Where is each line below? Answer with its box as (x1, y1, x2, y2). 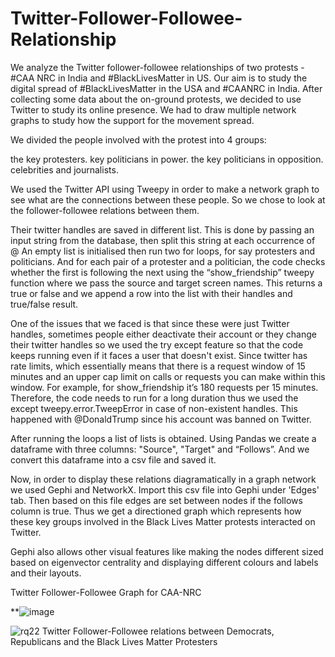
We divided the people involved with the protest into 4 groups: (10, 133, 267, 146)
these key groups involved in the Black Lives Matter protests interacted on (10, 515, 316, 527)
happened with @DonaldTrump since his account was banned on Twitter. (10, 413, 312, 425)
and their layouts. (10, 567, 82, 579)
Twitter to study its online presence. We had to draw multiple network (10, 103, 297, 116)
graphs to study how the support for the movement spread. (10, 114, 255, 126)
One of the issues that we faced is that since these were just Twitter (10, 317, 290, 329)
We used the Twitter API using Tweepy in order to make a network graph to (10, 183, 320, 195)
